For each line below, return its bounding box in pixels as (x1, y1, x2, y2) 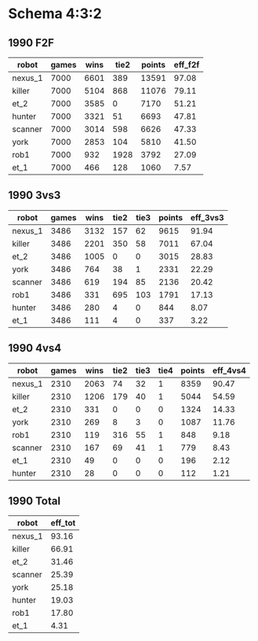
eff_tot (50, 518, 76, 529)
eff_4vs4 (212, 365, 247, 376)
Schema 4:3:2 (8, 5, 102, 23)
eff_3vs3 (190, 212, 225, 223)
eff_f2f (173, 60, 200, 70)
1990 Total (8, 495, 61, 508)
